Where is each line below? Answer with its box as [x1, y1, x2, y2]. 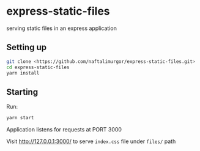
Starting [6, 87, 39, 97]
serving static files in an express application [6, 24, 117, 32]
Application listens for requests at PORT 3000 [6, 126, 122, 133]
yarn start [6, 115, 34, 121]
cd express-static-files [6, 64, 70, 70]
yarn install [6, 70, 40, 76]
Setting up [6, 42, 47, 53]
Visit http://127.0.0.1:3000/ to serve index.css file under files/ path [6, 138, 176, 145]
